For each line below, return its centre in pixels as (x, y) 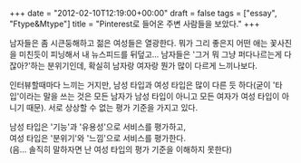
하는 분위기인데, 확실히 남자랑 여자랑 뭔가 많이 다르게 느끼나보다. (144, 66)
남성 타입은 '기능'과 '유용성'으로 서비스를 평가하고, (97, 127)
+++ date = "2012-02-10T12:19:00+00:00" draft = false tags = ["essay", (144, 13)
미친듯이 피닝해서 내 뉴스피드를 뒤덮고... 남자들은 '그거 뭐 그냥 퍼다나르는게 (150, 54)
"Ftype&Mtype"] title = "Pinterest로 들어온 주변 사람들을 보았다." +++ (135, 24)
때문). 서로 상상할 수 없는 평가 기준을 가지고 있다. (112, 107)
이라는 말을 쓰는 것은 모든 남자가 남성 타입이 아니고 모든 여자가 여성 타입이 (150, 96)
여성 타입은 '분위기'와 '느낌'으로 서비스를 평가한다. (97, 138)
